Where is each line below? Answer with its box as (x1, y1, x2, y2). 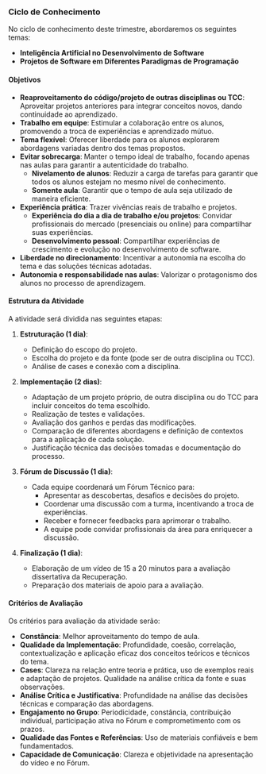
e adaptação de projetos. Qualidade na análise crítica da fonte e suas (19, 673, 247, 683)
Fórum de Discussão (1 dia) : (19, 467, 114, 476)
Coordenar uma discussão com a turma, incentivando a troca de (43, 499, 254, 508)
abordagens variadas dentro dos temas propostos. (19, 143, 186, 152)
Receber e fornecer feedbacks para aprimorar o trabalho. (43, 515, 232, 526)
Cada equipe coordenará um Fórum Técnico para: (31, 482, 195, 491)
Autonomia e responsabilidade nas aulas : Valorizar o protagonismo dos (19, 269, 258, 279)
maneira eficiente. (31, 194, 91, 203)
